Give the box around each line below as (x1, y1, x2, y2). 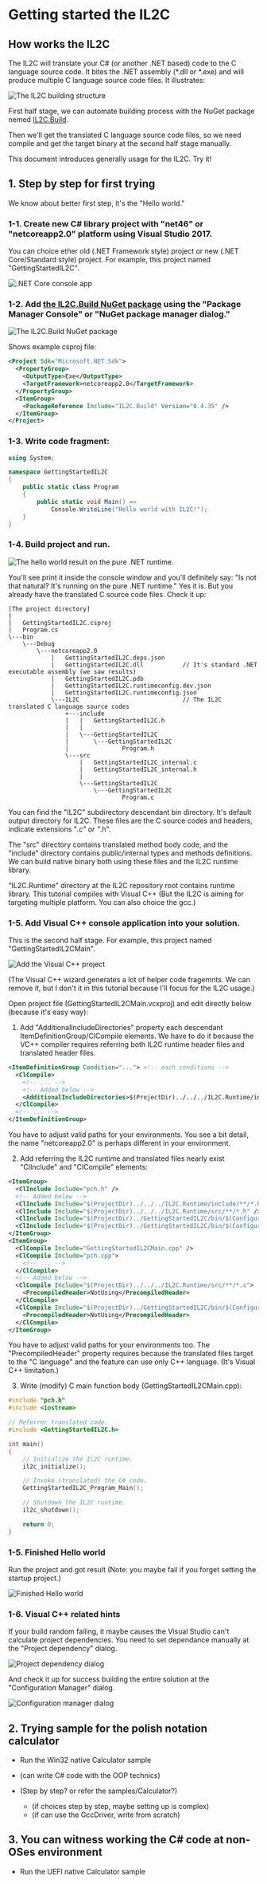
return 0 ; (22, 1520, 56, 1528)
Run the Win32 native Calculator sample (19, 1756, 152, 1765)
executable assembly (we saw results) (8, 667, 137, 675)
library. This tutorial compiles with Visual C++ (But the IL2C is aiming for (8, 889, 244, 899)
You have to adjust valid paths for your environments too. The (8, 1340, 211, 1350)
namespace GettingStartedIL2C (8, 468, 109, 476)
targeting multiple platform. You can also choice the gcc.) (8, 897, 196, 907)
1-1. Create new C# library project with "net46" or (8, 218, 204, 229)
